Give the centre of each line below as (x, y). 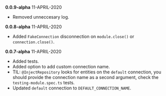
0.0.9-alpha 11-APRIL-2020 (34, 7)
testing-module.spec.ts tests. (44, 83)
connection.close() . (33, 42)
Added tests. (26, 61)
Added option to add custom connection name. (61, 67)
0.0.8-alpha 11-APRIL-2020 (33, 27)
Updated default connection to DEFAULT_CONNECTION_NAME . (72, 88)
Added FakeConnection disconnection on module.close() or (73, 36)
